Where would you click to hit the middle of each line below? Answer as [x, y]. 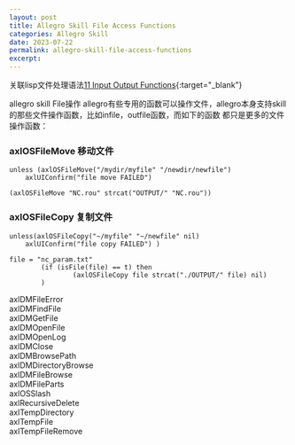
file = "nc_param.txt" [51, 259]
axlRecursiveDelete [44, 402]
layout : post [33, 17]
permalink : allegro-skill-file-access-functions [101, 51]
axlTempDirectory [42, 412]
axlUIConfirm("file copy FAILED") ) [93, 244]
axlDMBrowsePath [43, 355]
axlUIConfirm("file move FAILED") [89, 178]
